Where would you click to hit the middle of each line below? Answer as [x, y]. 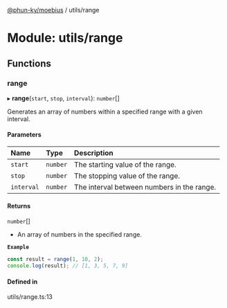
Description [94, 153]
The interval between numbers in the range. [145, 188]
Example [18, 247]
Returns [19, 206]
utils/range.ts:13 [30, 297]
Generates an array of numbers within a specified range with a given [105, 111]
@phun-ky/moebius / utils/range [53, 10]
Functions [29, 63]
